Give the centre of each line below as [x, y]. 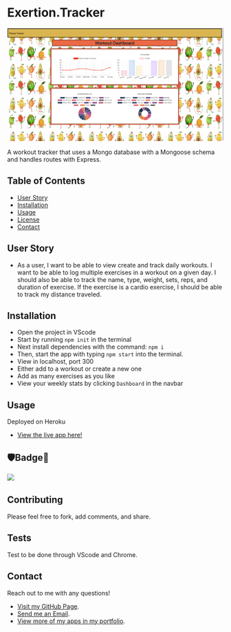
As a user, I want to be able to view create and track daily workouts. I [114, 265]
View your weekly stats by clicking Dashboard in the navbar [100, 384]
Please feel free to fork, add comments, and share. [79, 516]
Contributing [35, 500]
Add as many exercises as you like [66, 376]
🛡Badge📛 [28, 458]
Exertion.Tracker [56, 13]
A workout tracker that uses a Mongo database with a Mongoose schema [111, 152]
